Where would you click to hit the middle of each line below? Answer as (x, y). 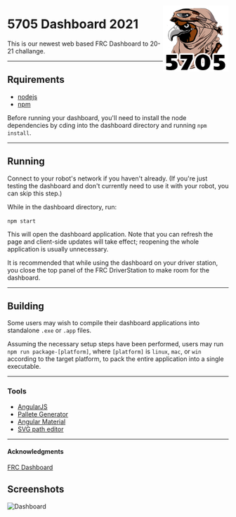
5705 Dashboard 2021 (73, 24)
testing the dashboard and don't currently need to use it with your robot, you (118, 185)
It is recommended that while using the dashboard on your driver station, (113, 263)
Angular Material (41, 421)
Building (26, 306)
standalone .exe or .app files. (50, 331)
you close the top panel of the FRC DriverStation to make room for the (108, 270)
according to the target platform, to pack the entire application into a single (116, 359)
